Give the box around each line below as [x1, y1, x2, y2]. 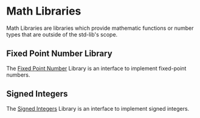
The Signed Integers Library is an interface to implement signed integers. [6, 105, 190, 112]
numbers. [6, 71, 30, 78]
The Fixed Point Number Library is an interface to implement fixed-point [6, 64, 187, 72]
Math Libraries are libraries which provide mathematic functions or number [6, 24, 194, 32]
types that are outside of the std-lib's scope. [6, 30, 118, 38]
